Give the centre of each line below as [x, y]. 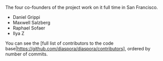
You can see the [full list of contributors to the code [60, 43]
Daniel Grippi [26, 17]
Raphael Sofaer [29, 28]
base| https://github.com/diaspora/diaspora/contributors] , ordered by [78, 49]
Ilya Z [18, 33]
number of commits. [27, 54]
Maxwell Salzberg [31, 23]
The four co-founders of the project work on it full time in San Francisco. [82, 7]
